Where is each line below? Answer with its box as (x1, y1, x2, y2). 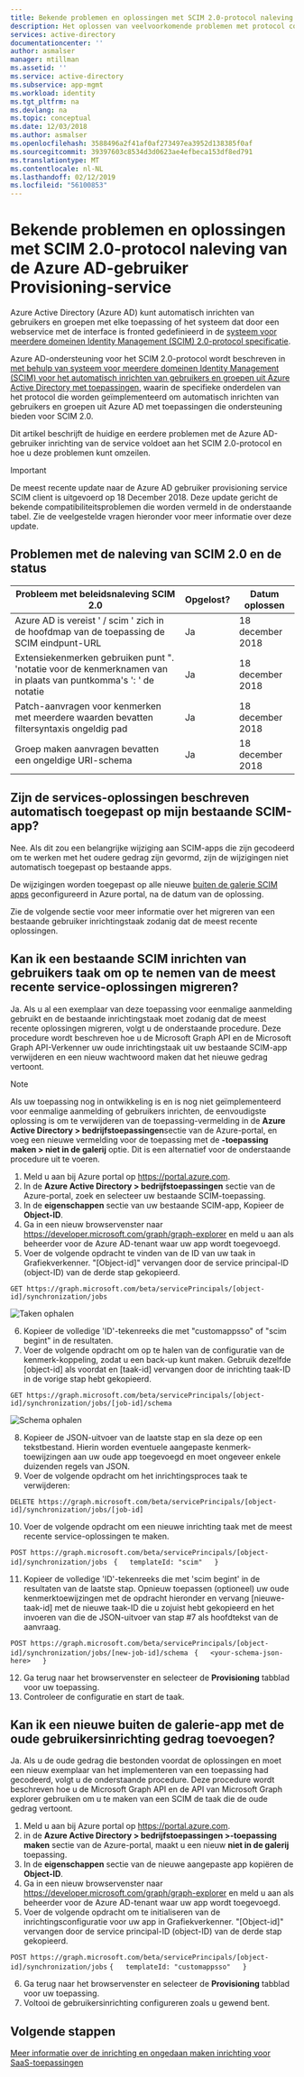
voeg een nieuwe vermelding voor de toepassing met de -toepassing (10, 1134, 269, 1145)
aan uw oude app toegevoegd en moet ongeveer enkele (72, 1451, 281, 1462)
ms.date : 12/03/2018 (10, 123, 88, 132)
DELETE (10, 1497, 35, 1506)
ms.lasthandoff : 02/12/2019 (10, 172, 116, 181)
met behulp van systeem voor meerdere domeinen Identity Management (10, 363, 280, 374)
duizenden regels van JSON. (23, 1460, 130, 1471)
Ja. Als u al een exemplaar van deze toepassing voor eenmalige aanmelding (10, 1003, 292, 1015)
